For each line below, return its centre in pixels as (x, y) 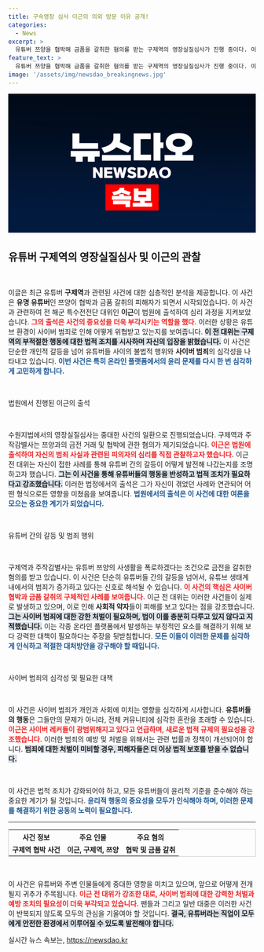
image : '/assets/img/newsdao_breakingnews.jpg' (88, 75)
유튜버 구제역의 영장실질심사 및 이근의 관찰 (104, 256)
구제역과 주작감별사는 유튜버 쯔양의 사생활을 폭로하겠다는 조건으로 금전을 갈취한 (130, 568)
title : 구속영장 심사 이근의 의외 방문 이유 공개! (79, 16)
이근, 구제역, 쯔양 (93, 849)
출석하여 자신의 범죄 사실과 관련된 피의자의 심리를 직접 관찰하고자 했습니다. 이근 (128, 455)
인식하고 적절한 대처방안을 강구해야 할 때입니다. (88, 646)
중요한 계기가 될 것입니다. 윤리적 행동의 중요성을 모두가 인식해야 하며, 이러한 (123, 800)
